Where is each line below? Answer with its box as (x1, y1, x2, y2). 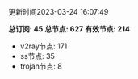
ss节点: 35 (19, 52, 55, 60)
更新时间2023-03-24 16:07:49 (8, 7, 109, 16)
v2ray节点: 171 (19, 41, 68, 51)
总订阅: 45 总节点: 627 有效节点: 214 (8, 24, 131, 34)
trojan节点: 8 (19, 61, 62, 71)
